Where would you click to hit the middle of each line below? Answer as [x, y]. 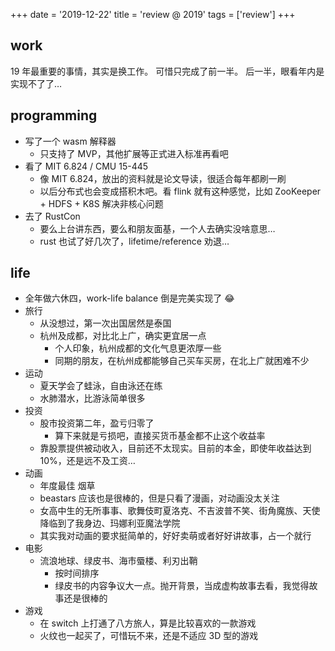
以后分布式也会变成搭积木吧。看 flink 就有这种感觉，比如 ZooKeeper [180, 191]
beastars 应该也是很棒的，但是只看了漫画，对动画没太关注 [159, 498]
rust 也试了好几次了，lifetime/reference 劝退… [134, 241]
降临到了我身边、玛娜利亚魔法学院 [110, 523]
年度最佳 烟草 [67, 486]
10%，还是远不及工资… [87, 461]
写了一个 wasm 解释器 [70, 141]
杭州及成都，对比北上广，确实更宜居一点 [123, 336]
